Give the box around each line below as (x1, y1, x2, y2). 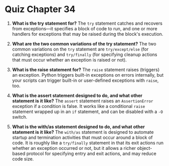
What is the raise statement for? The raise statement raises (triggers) (12, 67, 160, 73)
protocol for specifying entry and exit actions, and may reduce (26, 150, 156, 156)
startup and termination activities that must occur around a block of (12, 134, 153, 140)
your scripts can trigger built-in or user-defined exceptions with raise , (12, 77, 159, 83)
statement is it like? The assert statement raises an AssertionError (12, 97, 154, 104)
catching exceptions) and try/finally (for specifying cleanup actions (12, 51, 157, 58)
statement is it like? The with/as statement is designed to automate (12, 129, 154, 135)
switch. (12, 114, 27, 120)
